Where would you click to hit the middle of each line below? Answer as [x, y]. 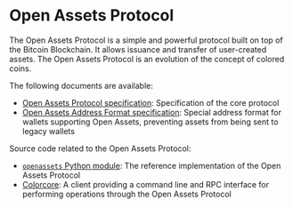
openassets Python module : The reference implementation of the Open [151, 165]
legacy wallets [49, 131]
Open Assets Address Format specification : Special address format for [152, 112]
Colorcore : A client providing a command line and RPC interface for [146, 184]
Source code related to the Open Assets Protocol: [100, 148]
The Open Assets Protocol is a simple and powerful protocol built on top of [146, 40]
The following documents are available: [81, 85]
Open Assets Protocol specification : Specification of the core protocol [151, 102]
